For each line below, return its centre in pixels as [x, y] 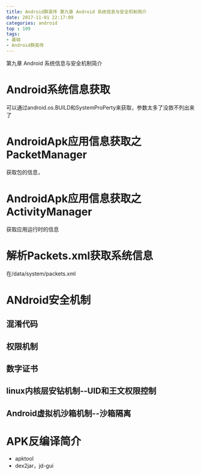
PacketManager [46, 155]
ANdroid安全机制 [49, 300]
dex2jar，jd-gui [34, 465]
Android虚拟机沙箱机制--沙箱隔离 [69, 413]
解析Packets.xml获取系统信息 [80, 256]
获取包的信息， [25, 172]
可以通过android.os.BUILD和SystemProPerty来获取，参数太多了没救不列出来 [100, 107]
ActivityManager [49, 212]
